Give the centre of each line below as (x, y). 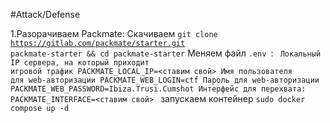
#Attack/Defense (45, 14)
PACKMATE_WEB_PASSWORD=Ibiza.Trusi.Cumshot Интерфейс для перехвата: (158, 89)
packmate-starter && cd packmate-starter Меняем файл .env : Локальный (166, 53)
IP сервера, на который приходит (80, 63)
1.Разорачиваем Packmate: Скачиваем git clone (114, 33)
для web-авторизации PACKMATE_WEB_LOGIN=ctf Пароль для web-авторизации (165, 80)
